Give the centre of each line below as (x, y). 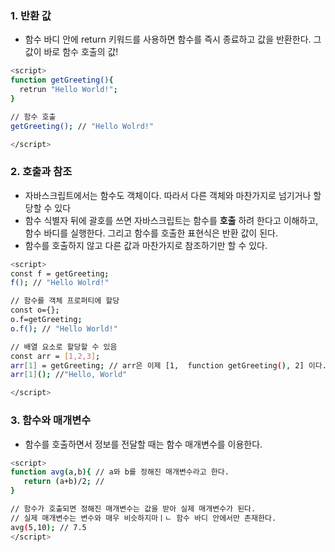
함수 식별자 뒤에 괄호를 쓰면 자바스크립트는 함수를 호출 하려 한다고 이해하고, (171, 220)
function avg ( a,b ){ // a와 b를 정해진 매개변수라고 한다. (120, 472)
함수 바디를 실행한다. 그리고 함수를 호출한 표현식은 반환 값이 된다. (151, 233)
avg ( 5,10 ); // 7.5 (48, 527)
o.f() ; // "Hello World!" (64, 328)
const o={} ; (35, 310)
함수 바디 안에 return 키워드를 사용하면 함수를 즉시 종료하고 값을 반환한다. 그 (173, 39)
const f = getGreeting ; (60, 273)
